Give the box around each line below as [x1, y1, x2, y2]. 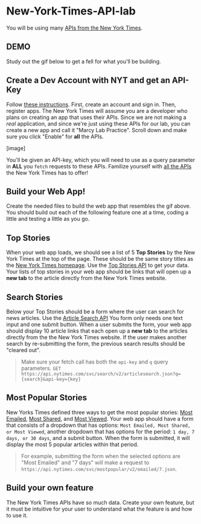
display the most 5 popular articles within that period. [6, 441, 139, 448]
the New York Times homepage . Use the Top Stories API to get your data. [6, 261, 189, 269]
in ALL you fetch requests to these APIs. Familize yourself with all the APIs [6, 162, 192, 170]
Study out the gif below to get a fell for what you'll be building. [6, 57, 161, 65]
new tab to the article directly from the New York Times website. [6, 275, 167, 282]
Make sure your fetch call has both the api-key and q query [21, 358, 168, 365]
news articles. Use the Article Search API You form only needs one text [6, 315, 183, 321]
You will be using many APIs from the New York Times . [6, 24, 143, 31]
